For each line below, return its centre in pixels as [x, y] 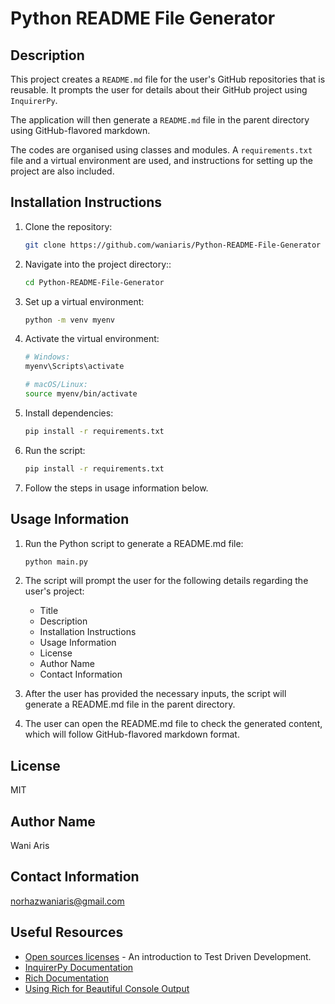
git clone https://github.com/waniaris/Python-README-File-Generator [173, 245]
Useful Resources [67, 932]
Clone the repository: [68, 226]
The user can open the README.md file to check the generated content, [173, 724]
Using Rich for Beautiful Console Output [107, 988]
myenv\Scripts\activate [74, 367]
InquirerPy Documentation [79, 967]
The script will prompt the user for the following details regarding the [166, 581]
